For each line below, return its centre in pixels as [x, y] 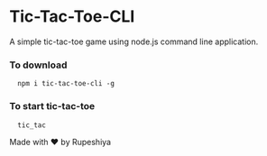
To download [38, 65]
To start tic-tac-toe [52, 106]
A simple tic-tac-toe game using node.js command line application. [134, 41]
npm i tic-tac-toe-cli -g [66, 84]
